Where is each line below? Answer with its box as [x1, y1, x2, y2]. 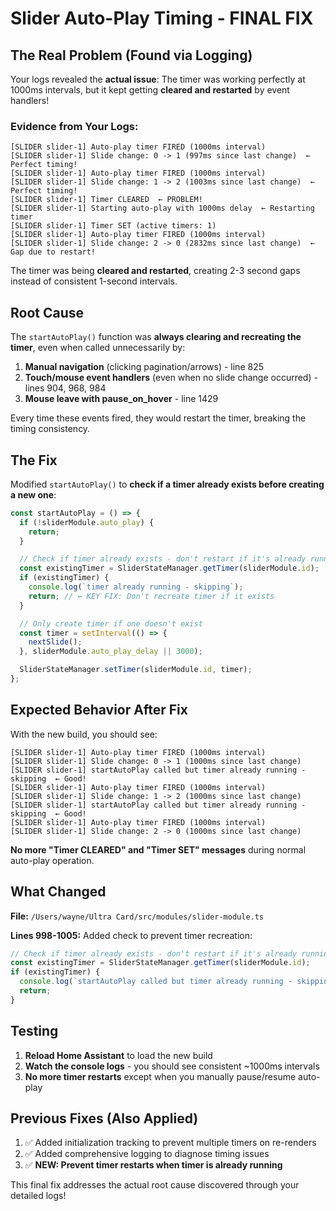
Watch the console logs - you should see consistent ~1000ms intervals [24, 1060, 320, 1072]
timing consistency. [10, 423, 91, 435]
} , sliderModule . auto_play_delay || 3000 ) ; [19, 647, 203, 657]
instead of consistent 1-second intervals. [10, 275, 178, 287]
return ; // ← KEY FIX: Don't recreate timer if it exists [28, 591, 275, 601]
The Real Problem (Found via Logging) [10, 47, 253, 64]
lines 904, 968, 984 [24, 382, 107, 394]
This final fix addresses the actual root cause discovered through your [10, 1179, 300, 1191]
